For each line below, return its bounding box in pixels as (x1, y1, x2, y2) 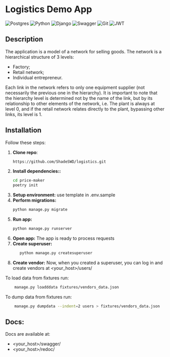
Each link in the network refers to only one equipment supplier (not (5, 84, 145, 90)
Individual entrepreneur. (12, 75, 63, 81)
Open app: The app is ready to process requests (12, 235, 115, 241)
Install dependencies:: (12, 168, 61, 174)
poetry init (12, 183, 38, 188)
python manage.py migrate (12, 207, 67, 212)
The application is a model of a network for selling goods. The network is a (5, 48, 162, 54)
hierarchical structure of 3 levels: (5, 54, 75, 60)
